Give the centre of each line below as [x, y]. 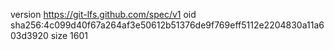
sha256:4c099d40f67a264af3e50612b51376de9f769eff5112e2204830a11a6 [167, 25]
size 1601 [69, 35]
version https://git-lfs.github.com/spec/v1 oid [103, 14]
